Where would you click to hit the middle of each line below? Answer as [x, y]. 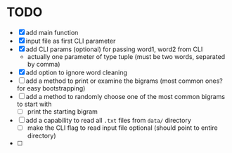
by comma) [44, 64]
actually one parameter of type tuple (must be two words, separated [126, 56]
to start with [34, 104]
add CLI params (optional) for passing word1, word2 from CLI [114, 49]
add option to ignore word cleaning [77, 72]
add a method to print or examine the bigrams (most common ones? [124, 81]
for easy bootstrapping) [51, 88]
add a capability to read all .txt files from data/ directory [108, 120]
